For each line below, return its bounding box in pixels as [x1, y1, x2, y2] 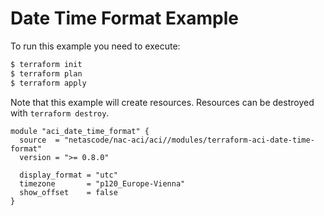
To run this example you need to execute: [10, 40, 181, 52]
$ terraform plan [10, 68, 83, 79]
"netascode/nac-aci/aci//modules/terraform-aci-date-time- [63, 135, 315, 145]
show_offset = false [19, 187, 118, 197]
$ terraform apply [10, 78, 87, 88]
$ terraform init [10, 59, 83, 69]
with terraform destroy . [10, 107, 110, 119]
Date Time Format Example [10, 7, 239, 30]
